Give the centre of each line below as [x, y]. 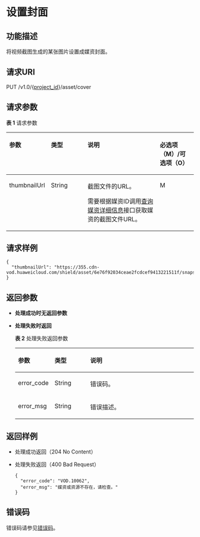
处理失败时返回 [33, 326]
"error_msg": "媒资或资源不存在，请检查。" [69, 487]
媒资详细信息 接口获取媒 [120, 210]
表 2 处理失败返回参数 [41, 338]
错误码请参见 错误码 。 [32, 527]
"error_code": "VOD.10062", [55, 481]
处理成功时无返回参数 [41, 313]
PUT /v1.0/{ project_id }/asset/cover [49, 87]
